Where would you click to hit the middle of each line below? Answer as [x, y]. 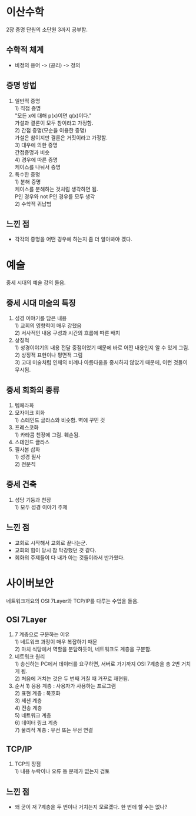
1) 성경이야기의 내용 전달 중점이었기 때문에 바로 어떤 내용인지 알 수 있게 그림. [102, 348]
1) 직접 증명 [28, 108]
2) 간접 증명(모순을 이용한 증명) [50, 130]
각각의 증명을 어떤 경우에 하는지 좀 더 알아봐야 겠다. [73, 239]
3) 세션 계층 [28, 701]
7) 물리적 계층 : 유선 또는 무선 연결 [54, 730]
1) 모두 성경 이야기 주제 [41, 507]
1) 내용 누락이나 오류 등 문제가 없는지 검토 [62, 771]
